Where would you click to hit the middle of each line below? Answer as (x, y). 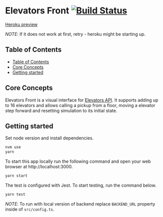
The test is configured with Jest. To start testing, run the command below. (81, 185)
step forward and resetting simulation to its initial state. (61, 110)
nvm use (13, 147)
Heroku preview (22, 24)
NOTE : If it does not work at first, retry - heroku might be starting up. (75, 34)
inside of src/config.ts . (30, 209)
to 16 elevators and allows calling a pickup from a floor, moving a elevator (80, 105)
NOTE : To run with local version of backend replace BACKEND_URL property (80, 204)
